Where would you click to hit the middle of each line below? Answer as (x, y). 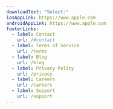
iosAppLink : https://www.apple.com (51, 18)
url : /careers (35, 85)
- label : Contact (34, 35)
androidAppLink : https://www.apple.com (56, 23)
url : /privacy (35, 74)
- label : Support (34, 91)
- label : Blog (29, 57)
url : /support (35, 96)
